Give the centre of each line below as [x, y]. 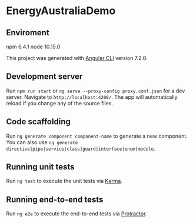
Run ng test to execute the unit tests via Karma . [64, 181]
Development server [44, 77]
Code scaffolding [38, 122]
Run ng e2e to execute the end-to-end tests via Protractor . [76, 214]
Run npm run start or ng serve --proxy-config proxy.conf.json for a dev [96, 91]
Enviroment [28, 33]
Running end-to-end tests [55, 199]
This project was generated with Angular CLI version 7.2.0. [77, 58]
